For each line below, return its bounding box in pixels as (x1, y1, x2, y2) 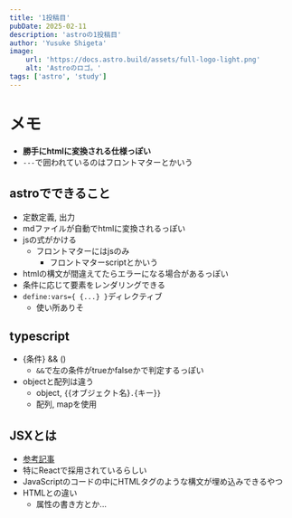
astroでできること (9, 186, 111, 202)
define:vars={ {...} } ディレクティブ (22, 290, 163, 301)
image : (9, 47, 34, 56)
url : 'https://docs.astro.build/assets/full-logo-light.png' (25, 55, 260, 64)
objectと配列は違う (22, 376, 94, 387)
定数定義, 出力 (22, 212, 75, 222)
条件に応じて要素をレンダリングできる (22, 279, 165, 290)
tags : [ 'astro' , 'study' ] (9, 72, 107, 81)
